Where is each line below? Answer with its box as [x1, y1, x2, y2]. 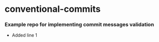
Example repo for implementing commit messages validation [4, 21, 155, 28]
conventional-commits [4, 3, 101, 15]
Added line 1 [11, 32, 38, 38]
